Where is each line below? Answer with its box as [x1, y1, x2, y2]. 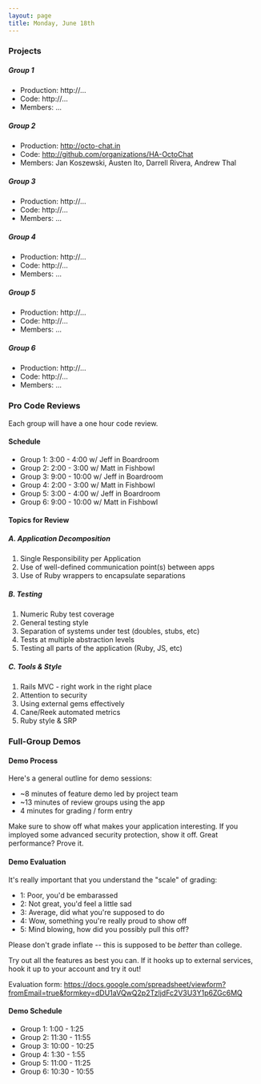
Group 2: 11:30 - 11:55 [19, 1032, 91, 1042]
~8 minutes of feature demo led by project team [19, 789, 179, 799]
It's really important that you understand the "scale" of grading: [8, 874, 218, 885]
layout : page [8, 11, 52, 20]
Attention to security [19, 690, 88, 701]
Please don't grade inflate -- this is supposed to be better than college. [8, 940, 243, 950]
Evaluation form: [8, 979, 62, 989]
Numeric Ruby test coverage [19, 609, 114, 619]
